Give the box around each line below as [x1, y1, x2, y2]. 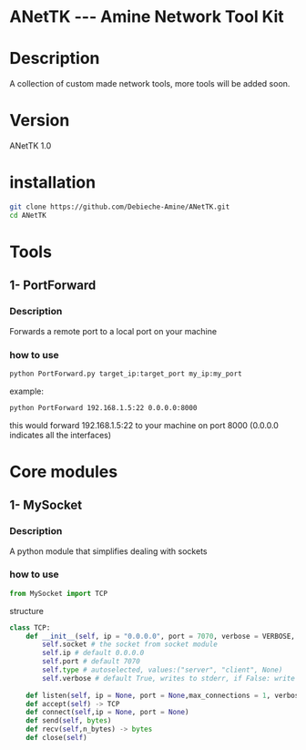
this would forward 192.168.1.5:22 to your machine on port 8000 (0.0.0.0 [9, 419, 280, 430]
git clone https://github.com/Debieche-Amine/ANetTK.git [9, 202, 230, 211]
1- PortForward [9, 278, 97, 293]
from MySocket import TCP [9, 589, 107, 598]
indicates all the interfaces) [9, 429, 112, 440]
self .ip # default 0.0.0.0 [42, 649, 145, 658]
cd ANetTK [9, 211, 47, 220]
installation [9, 172, 97, 193]
